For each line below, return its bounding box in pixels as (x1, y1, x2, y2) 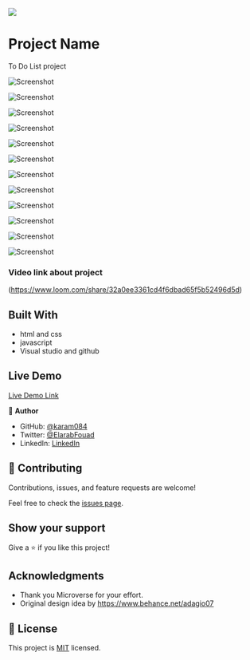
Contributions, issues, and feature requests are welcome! (8, 483, 197, 492)
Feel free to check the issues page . (8, 498, 123, 508)
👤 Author (8, 405, 39, 415)
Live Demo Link (8, 390, 60, 400)
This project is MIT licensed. (8, 643, 101, 653)
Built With (8, 308, 58, 322)
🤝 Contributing (8, 461, 83, 475)
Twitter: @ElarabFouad (19, 429, 95, 439)
